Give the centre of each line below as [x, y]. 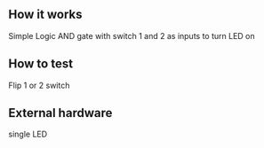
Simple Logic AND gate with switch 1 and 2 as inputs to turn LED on [132, 35]
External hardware [60, 113]
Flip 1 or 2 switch [39, 85]
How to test [40, 64]
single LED [28, 134]
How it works [45, 15]
